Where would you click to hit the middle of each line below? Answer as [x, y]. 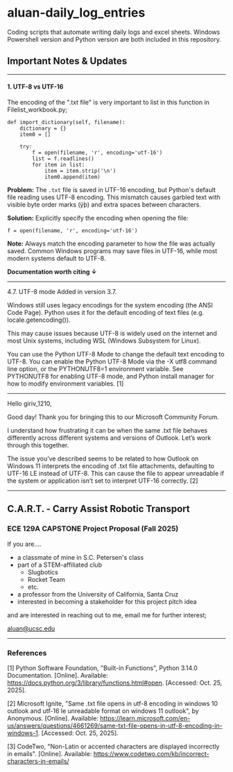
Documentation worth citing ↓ [52, 271]
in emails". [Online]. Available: [50, 753]
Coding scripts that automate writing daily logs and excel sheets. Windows [114, 32]
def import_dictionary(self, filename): [67, 122]
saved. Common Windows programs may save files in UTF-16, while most [112, 250]
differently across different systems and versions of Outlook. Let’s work [109, 438]
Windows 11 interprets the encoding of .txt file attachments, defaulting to [111, 465]
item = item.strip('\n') [80, 171]
